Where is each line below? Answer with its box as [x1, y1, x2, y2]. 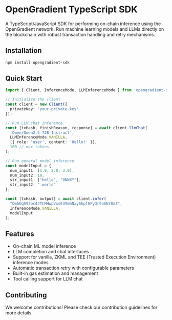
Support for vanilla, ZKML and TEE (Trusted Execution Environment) [12, 254, 156, 260]
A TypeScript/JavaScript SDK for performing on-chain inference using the [5, 21, 161, 27]
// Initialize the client [5, 97, 60, 102]
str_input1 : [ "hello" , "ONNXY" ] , [10, 177, 81, 183]
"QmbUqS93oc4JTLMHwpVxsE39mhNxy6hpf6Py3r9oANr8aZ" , [10, 201, 123, 206]
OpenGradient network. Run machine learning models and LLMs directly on [5, 26, 164, 32]
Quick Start [5, 74, 42, 83]
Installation [5, 46, 42, 55]
